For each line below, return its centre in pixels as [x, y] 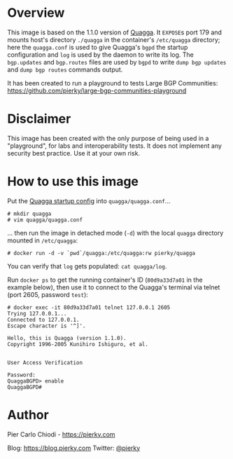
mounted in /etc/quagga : [43, 240]
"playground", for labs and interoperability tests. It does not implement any [115, 146]
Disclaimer [39, 119]
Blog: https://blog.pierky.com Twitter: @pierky [74, 448]
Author [28, 415]
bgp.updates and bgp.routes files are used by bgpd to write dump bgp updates [117, 62]
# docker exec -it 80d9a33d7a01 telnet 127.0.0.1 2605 [89, 307]
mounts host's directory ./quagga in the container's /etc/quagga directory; [114, 39]
